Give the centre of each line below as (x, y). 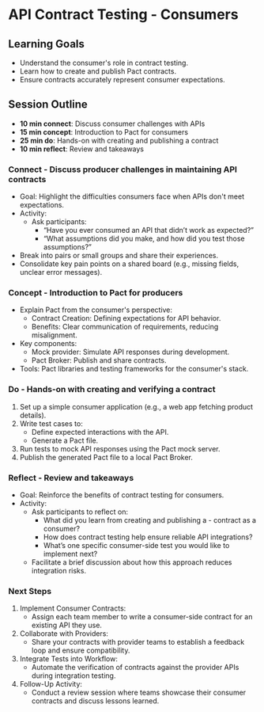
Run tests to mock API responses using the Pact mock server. (120, 448)
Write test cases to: (51, 423)
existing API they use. (67, 625)
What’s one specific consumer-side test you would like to (136, 545)
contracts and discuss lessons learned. (95, 701)
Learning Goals (47, 44)
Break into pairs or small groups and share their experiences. (119, 256)
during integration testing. (74, 676)
